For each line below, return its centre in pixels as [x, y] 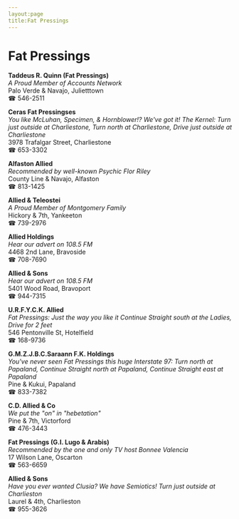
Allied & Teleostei [34, 200]
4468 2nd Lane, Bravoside [47, 252]
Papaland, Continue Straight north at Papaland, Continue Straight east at [116, 369]
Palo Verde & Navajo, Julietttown [56, 91]
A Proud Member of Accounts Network [65, 83]
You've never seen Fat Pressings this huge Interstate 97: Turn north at [111, 361]
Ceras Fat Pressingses [42, 112]
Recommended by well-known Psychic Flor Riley [79, 171]
